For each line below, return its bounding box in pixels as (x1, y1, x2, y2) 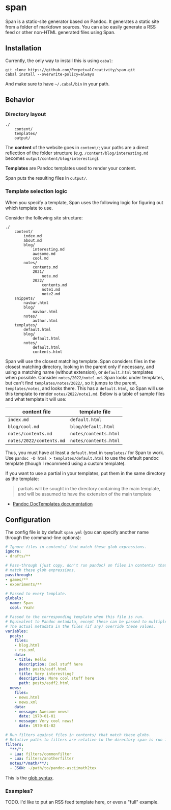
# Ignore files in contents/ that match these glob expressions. (5, 544, 147, 549)
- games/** (5, 577, 28, 582)
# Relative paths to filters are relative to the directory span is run (5, 737, 163, 742)
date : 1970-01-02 (18, 723, 56, 729)
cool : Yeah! (10, 605, 36, 610)
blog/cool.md (8, 424, 40, 429)
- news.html (14, 694, 40, 700)
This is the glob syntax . (5, 775, 54, 781)
